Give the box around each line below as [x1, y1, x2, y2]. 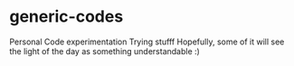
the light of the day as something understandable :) [9, 45, 201, 56]
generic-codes [9, 6, 124, 27]
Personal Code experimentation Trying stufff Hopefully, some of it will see [9, 36, 285, 47]
